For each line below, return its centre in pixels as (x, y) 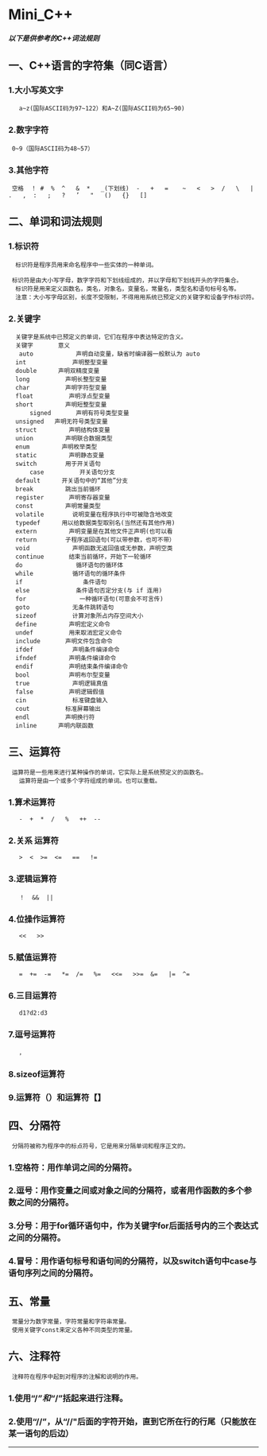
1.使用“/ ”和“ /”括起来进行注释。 (68, 1398)
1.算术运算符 (32, 802)
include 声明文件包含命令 (64, 642)
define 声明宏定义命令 (63, 625)
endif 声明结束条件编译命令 (72, 667)
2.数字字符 (29, 130)
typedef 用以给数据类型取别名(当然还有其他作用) (95, 523)
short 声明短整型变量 (61, 405)
